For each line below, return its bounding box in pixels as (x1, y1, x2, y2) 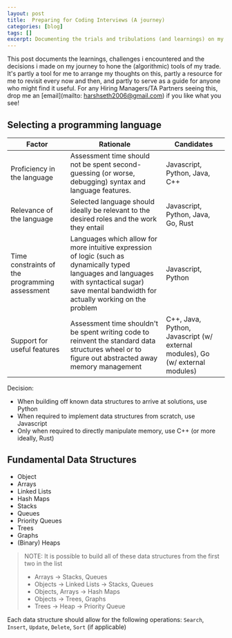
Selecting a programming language (7, 119, 162, 131)
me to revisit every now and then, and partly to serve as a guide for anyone (7, 77, 221, 85)
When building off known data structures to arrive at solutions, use (17, 397, 207, 405)
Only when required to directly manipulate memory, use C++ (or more (17, 426, 216, 435)
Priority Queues (17, 516, 62, 525)
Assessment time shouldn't (70, 319, 159, 328)
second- (113, 160, 142, 169)
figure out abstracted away (70, 353, 158, 363)
